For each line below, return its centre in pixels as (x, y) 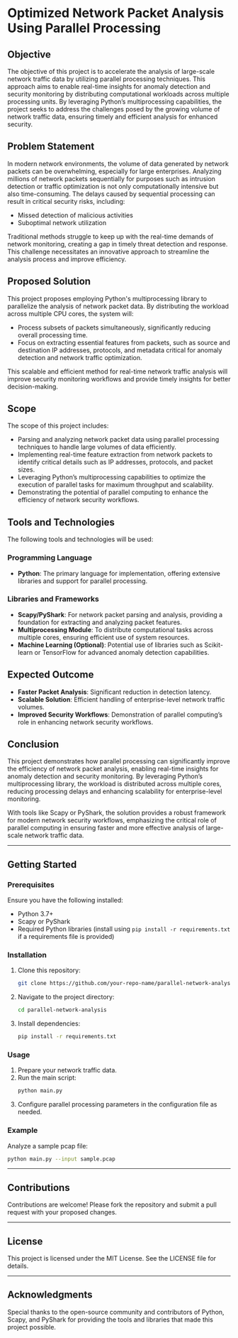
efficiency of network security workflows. (78, 500)
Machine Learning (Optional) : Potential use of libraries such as (110, 645)
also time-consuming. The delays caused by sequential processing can (111, 194)
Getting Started (42, 864)
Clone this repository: (49, 970)
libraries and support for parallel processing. (82, 581)
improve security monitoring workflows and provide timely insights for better (119, 379)
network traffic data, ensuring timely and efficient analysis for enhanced (113, 116)
